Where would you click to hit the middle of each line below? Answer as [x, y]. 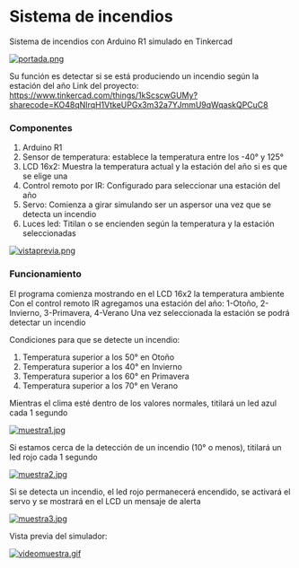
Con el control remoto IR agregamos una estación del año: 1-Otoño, [134, 303]
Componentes [41, 127]
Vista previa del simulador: [58, 536]
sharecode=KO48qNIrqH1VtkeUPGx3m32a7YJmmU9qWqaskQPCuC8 [139, 104]
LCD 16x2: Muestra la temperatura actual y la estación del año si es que [154, 167]
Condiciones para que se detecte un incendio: [95, 339]
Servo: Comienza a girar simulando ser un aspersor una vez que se [147, 205]
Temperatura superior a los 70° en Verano [100, 385]
